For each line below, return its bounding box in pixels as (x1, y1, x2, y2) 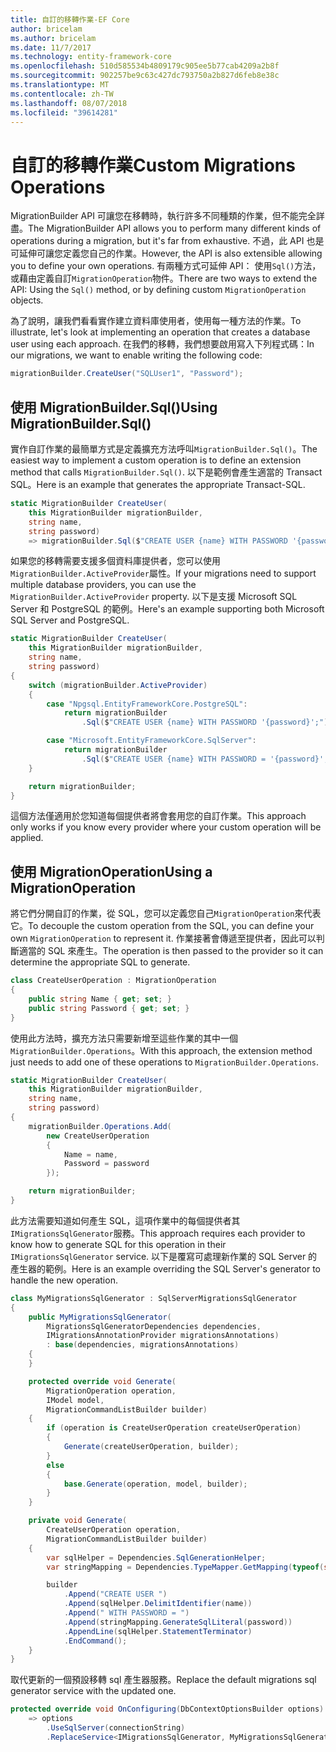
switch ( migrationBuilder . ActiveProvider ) (28, 680, 208, 690)
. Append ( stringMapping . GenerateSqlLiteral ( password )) (63, 1617, 293, 1627)
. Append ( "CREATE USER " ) (63, 1589, 168, 1600)
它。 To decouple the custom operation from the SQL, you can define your (10, 920, 315, 932)
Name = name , (63, 1149, 118, 1160)
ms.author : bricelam (10, 33, 97, 43)
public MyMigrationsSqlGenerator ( (28, 1312, 172, 1322)
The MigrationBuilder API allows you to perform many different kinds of (28, 222, 322, 235)
